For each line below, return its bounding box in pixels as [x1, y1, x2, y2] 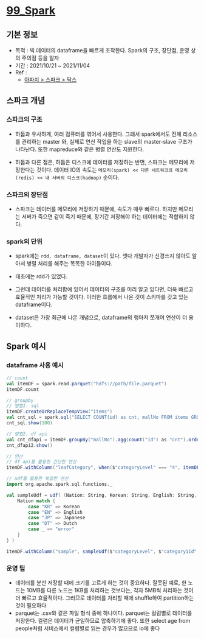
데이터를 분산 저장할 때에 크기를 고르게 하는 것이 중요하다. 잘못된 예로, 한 [15, 579, 187, 586]
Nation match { [17, 497, 56, 504]
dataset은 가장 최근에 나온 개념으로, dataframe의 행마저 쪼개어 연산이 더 [15, 314, 188, 321]
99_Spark [6, 4, 56, 18]
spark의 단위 [6, 237, 42, 245]
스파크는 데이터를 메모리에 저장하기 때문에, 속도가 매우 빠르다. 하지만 [15, 205, 177, 212]
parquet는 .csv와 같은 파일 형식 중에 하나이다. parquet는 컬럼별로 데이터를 [15, 609, 192, 617]
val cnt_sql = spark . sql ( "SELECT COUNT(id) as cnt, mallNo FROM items [6, 415, 189, 421]
